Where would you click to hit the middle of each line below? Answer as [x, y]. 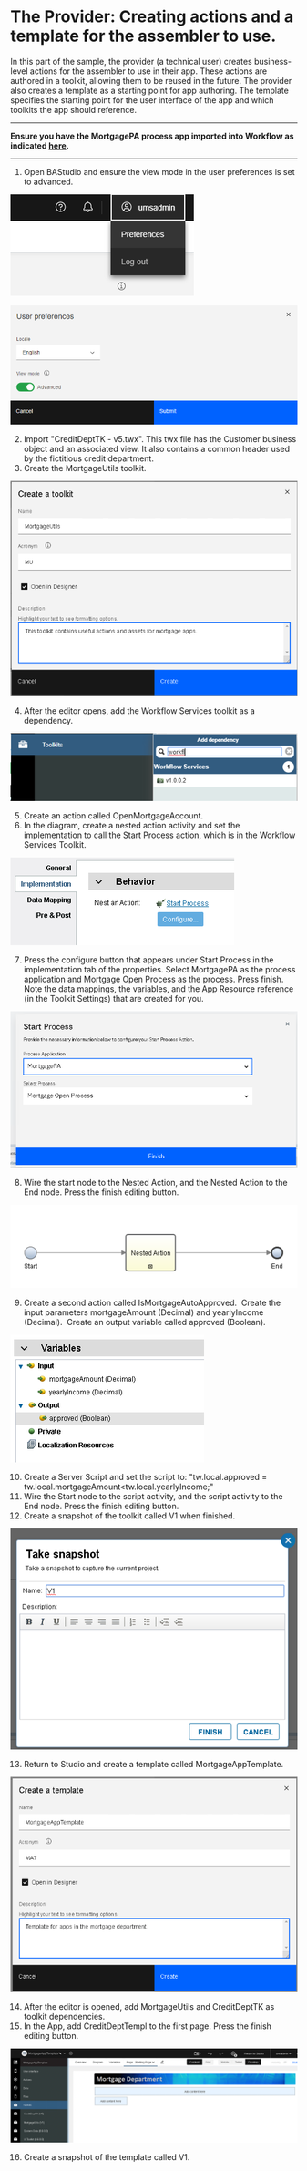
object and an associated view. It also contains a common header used [157, 448]
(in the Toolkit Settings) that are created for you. [113, 998]
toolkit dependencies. [64, 2016]
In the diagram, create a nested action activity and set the [132, 825]
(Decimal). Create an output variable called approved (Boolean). [145, 1322]
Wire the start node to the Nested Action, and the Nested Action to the [155, 1182]
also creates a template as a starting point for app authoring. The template [150, 90]
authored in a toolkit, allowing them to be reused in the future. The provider [151, 80]
